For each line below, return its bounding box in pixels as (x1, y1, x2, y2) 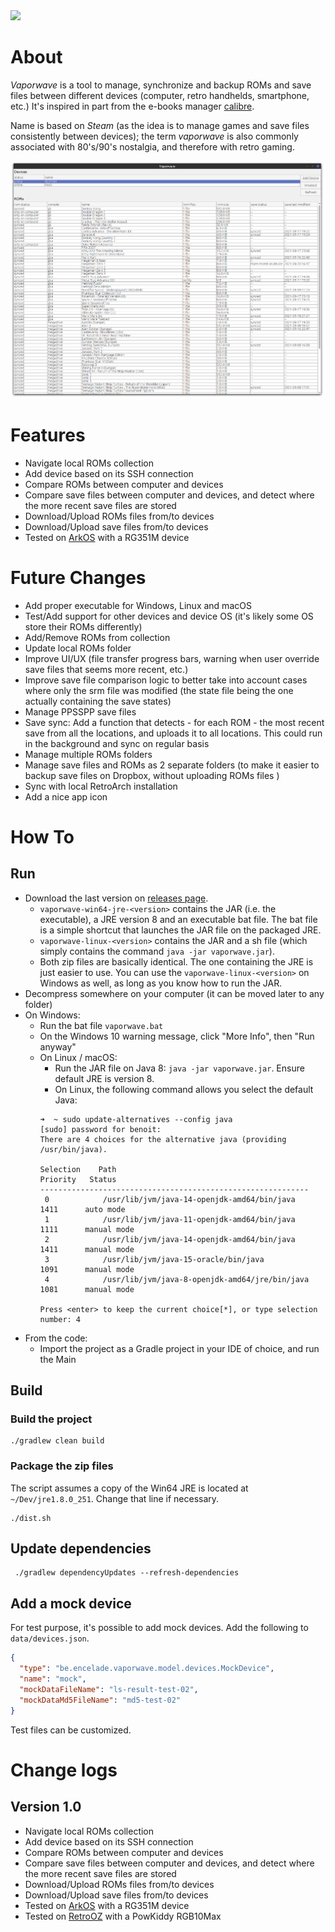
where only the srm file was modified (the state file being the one (24, 684, 294, 696)
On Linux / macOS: (39, 1051, 118, 1063)
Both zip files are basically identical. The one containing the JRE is (39, 955, 314, 968)
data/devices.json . (10, 1632, 90, 1644)
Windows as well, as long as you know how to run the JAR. (39, 977, 283, 989)
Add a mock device (10, 1595, 132, 1612)
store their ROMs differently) (24, 620, 143, 633)
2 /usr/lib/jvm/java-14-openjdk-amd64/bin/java (44, 1234, 296, 1244)
